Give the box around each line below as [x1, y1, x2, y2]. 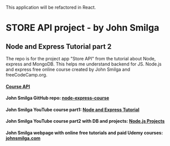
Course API [6, 83, 30, 89]
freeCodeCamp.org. [6, 72, 48, 78]
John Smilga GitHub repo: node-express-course [6, 95, 109, 101]
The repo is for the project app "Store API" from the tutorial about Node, [6, 56, 156, 61]
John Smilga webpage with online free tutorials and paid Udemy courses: [6, 129, 163, 136]
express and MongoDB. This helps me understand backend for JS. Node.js [6, 61, 162, 67]
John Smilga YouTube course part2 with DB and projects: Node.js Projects [6, 118, 165, 124]
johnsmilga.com [6, 135, 41, 141]
